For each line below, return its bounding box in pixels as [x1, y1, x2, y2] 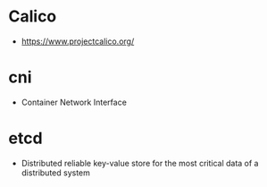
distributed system [21, 167, 91, 178]
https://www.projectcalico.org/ [21, 36, 135, 47]
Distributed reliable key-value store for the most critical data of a [21, 157, 259, 168]
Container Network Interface [21, 97, 127, 107]
